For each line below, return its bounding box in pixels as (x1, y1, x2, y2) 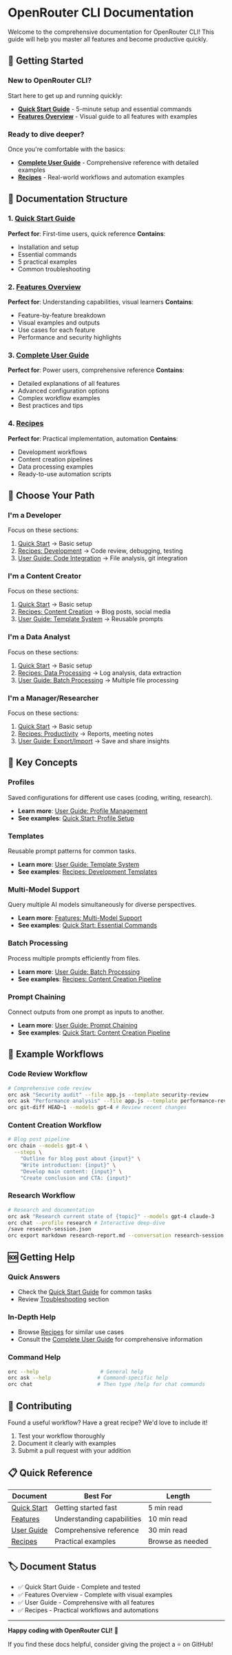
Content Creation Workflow (8, 1120, 102, 1130)
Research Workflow (8, 1191, 76, 1200)
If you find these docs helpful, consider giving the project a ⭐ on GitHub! (8, 1640, 213, 1648)
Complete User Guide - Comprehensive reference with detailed (17, 158, 199, 166)
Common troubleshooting (17, 264, 91, 273)
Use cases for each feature (17, 326, 96, 334)
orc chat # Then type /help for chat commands (8, 1381, 206, 1388)
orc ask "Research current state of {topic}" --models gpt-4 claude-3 (8, 1213, 215, 1220)
